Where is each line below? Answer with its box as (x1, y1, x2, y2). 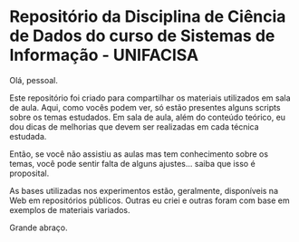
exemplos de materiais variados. (9, 204, 130, 215)
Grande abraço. (9, 222, 68, 233)
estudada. (9, 131, 47, 141)
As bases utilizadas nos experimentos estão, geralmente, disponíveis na (9, 185, 279, 196)
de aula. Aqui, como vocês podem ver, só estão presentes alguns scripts (9, 102, 281, 112)
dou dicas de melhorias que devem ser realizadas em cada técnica (9, 121, 260, 132)
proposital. (9, 168, 50, 179)
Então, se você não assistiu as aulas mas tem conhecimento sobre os (9, 148, 269, 160)
